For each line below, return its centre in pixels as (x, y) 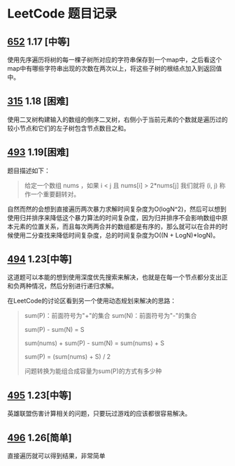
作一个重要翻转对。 (52, 194)
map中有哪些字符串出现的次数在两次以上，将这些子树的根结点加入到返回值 (115, 68)
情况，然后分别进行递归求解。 (74, 286)
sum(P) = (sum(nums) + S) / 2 (67, 357)
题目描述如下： (29, 170)
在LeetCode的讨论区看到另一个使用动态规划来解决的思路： (92, 301)
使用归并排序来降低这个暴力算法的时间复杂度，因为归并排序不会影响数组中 (114, 217)
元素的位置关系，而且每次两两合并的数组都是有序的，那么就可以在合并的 (117, 226)
